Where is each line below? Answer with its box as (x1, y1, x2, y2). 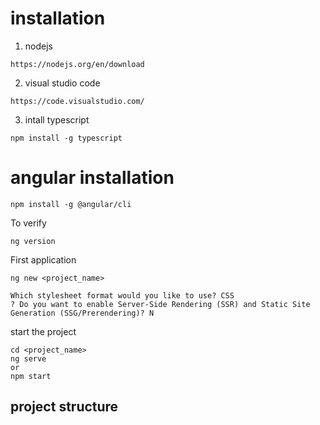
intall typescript (24, 113, 90, 126)
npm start (10, 371, 52, 381)
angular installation (10, 167, 175, 189)
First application (10, 253, 77, 266)
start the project (10, 325, 77, 337)
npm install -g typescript (10, 133, 123, 143)
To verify (10, 217, 47, 229)
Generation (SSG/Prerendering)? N (10, 308, 155, 318)
